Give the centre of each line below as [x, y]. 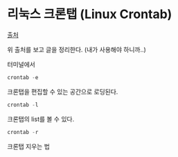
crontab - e [23, 77]
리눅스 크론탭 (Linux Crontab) [90, 14]
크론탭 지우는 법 [29, 146]
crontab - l [23, 105]
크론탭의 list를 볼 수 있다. [41, 119]
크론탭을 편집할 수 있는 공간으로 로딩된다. [63, 92]
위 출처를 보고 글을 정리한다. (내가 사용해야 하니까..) [77, 49]
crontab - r [23, 132]
